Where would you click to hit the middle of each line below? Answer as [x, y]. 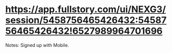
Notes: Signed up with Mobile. [37, 45]
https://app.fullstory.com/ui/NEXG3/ [85, 9]
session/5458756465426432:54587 [86, 20]
